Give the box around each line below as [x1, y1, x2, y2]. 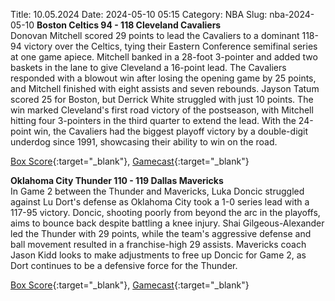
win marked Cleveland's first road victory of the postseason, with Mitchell [10, 104, 314, 116]
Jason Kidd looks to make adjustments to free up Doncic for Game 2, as [10, 249, 307, 261]
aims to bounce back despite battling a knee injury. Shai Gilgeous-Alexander [10, 217, 325, 229]
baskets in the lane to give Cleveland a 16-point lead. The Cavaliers [10, 62, 287, 73]
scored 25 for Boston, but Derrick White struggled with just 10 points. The [10, 94, 314, 105]
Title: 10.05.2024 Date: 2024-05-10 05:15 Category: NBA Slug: [10, 9, 268, 20]
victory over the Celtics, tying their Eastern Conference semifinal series [23, 40, 318, 52]
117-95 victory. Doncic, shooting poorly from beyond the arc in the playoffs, [10, 207, 321, 218]
